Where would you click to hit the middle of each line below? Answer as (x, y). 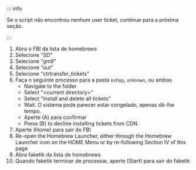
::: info (14, 8)
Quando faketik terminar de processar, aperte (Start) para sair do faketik (102, 161)
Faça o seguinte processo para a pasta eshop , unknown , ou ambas (94, 80)
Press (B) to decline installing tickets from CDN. (81, 123)
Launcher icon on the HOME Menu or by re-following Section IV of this (101, 142)
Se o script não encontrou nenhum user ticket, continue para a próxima (93, 20)
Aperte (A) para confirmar (55, 117)
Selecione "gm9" (36, 61)
